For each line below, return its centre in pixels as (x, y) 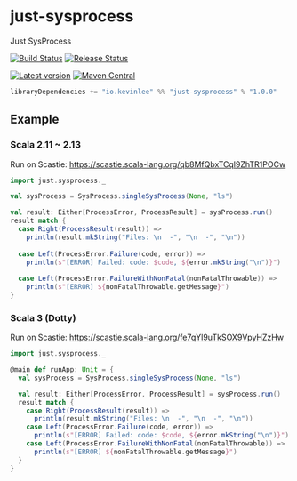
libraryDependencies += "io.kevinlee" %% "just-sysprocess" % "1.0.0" (144, 92)
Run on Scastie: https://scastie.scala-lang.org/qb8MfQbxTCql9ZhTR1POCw (148, 164)
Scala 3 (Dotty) (43, 317)
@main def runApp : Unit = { (62, 370)
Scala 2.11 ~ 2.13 (45, 145)
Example (35, 120)
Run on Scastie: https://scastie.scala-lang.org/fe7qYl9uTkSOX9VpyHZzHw (147, 337)
